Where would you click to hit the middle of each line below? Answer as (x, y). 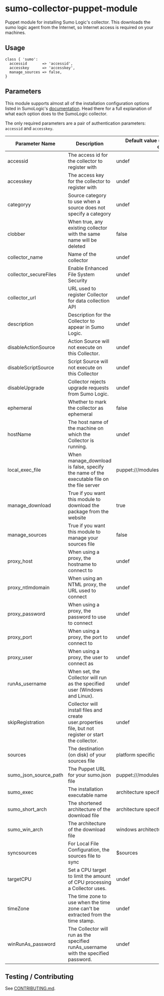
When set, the (84, 671)
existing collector (88, 227)
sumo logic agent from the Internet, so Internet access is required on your (79, 27)
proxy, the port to (88, 637)
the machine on (86, 428)
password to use (87, 617)
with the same (84, 234)
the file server (84, 485)
